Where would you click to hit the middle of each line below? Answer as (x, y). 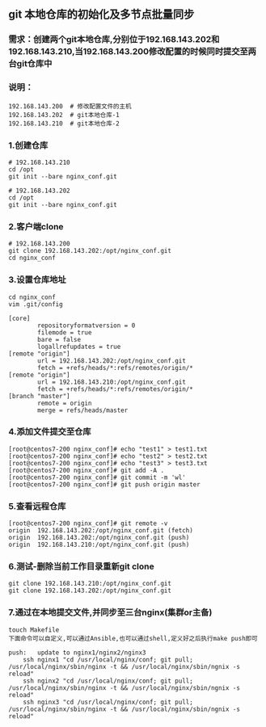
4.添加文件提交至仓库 (50, 432)
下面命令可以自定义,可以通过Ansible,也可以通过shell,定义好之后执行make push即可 (133, 638)
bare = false (59, 339)
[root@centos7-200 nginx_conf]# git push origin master (104, 484)
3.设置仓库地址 (37, 279)
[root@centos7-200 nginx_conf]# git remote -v (88, 523)
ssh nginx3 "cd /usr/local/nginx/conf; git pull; (108, 702)
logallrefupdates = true (79, 347)
